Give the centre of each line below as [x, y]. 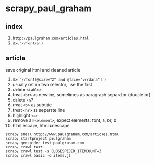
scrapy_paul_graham [49, 8]
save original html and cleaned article [43, 70]
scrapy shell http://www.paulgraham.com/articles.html [62, 134]
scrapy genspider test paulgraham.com [45, 143]
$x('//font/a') [28, 44]
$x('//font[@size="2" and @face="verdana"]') [59, 80]
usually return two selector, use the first [52, 84]
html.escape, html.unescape [41, 125]
